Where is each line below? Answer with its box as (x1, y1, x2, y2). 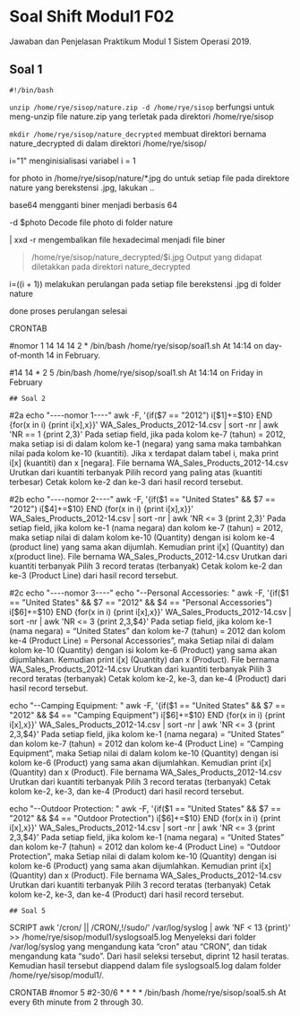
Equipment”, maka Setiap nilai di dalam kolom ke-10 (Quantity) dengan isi (9, 747, 279, 759)
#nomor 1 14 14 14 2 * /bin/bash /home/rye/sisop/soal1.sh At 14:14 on (9, 340, 264, 351)
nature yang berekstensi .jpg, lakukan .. (9, 182, 155, 193)
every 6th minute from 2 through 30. (9, 996, 143, 1007)
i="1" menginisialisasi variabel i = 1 (9, 155, 136, 166)
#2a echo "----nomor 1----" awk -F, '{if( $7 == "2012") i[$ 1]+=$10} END (9, 410, 273, 421)
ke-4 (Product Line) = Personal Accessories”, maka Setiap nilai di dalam (9, 635, 275, 646)
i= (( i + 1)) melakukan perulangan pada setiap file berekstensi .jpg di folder (9, 278, 282, 289)
